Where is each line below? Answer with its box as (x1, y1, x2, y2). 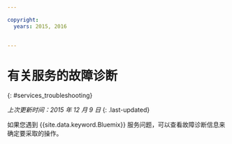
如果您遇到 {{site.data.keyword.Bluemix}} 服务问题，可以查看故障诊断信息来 (7, 120, 226, 129)
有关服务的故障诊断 (7, 68, 118, 84)
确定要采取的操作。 (7, 129, 63, 138)
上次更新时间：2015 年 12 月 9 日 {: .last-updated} (7, 106, 150, 114)
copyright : (7, 16, 39, 23)
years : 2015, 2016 (13, 22, 68, 30)
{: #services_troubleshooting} (7, 92, 93, 100)
